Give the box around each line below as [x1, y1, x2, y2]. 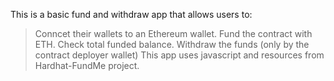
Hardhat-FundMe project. [34, 60, 140, 71]
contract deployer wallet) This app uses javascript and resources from [34, 49, 325, 61]
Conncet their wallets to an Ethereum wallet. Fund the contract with [34, 28, 313, 39]
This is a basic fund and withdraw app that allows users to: [10, 9, 253, 20]
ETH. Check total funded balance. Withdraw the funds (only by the [34, 39, 310, 50]
